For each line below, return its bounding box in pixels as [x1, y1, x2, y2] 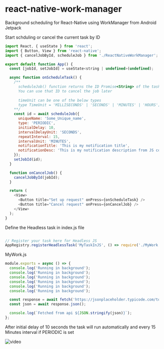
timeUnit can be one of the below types [18, 98, 102, 103]
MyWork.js [5, 252, 27, 257]
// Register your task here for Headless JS [5, 238, 97, 243]
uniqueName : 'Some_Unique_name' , [18, 116, 86, 121]
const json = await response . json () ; [9, 302, 86, 307]
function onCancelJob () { [9, 170, 62, 175]
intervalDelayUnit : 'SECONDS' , [18, 130, 82, 135]
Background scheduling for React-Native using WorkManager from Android [5, 20, 157, 25]
